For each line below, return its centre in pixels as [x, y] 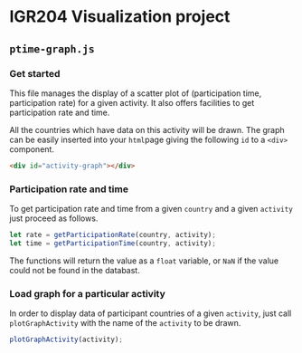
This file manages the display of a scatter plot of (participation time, [136, 93]
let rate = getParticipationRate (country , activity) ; [113, 235]
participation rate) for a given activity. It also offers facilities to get [132, 102]
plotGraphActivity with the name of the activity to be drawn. [125, 323]
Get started [35, 73]
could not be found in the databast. [75, 270]
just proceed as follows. [54, 218]
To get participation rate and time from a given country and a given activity [151, 209]
